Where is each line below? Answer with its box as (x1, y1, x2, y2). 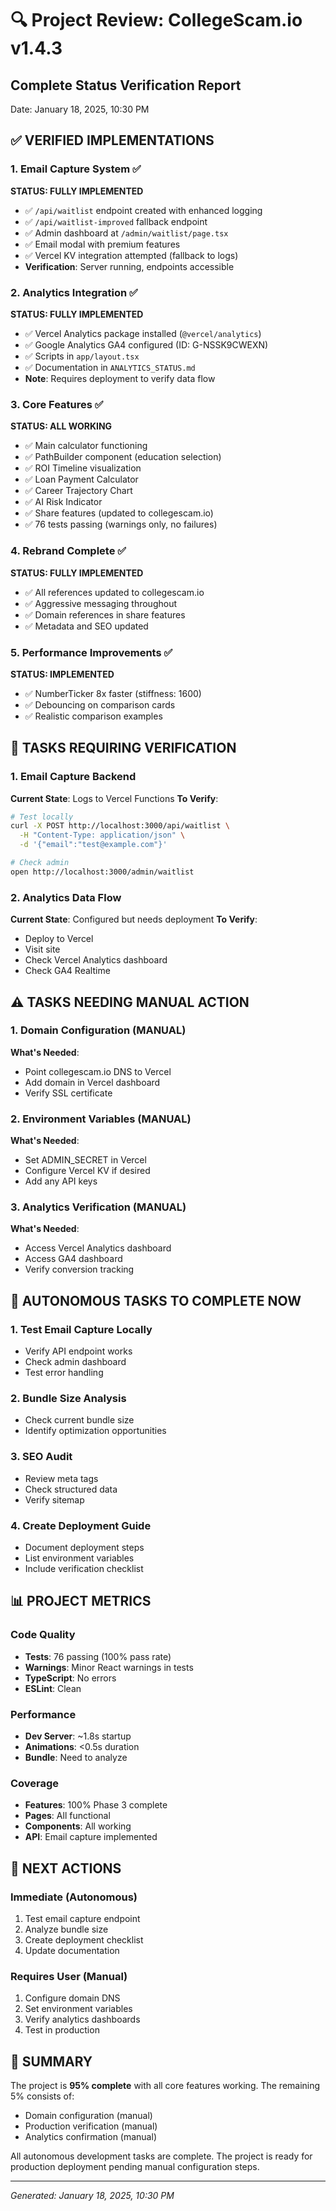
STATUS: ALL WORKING (10, 420, 113, 432)
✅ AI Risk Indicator (24, 496, 103, 508)
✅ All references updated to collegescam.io (24, 586, 205, 598)
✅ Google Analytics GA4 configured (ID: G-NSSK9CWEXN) (24, 338, 269, 351)
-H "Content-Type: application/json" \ (19, 830, 186, 841)
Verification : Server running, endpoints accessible (24, 260, 235, 272)
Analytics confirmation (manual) (24, 2131, 157, 2143)
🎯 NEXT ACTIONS (10, 1860, 122, 1877)
